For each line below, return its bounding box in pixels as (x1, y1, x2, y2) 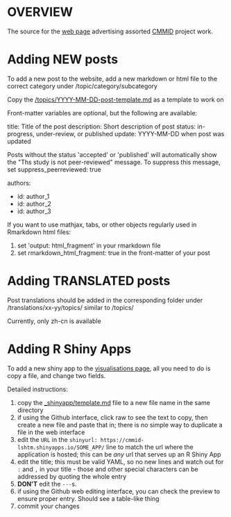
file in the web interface (17, 428, 85, 436)
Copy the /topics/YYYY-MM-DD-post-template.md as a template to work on (7, 95, 224, 104)
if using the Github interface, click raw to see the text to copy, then (17, 413, 208, 421)
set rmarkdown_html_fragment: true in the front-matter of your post (17, 248, 210, 257)
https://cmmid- (100, 436, 144, 443)
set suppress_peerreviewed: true (7, 165, 102, 174)
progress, (7, 129, 35, 138)
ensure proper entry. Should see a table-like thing (17, 494, 160, 502)
